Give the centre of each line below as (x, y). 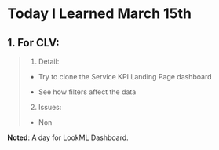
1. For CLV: (33, 43)
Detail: (49, 61)
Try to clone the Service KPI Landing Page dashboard (125, 77)
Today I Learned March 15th (99, 14)
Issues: (50, 107)
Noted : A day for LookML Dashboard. (68, 137)
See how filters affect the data (87, 92)
